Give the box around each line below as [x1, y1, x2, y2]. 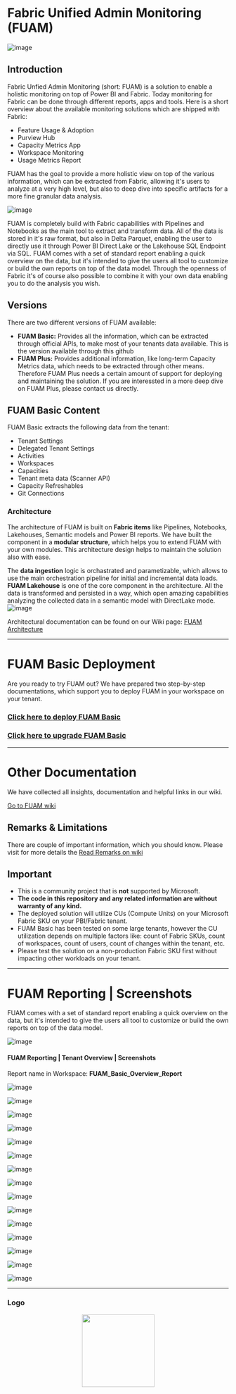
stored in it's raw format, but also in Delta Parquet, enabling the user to [7, 234, 212, 242]
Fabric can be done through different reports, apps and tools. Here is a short [7, 97, 228, 106]
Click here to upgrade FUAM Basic [7, 731, 126, 741]
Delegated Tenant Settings [17, 444, 95, 453]
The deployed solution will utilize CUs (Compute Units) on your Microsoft [17, 910, 229, 918]
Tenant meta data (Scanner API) [17, 474, 111, 483]
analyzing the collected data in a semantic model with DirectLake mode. [7, 596, 216, 605]
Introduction [7, 63, 63, 75]
